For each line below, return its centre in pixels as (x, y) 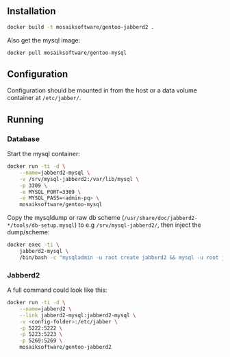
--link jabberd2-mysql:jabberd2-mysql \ (78, 315)
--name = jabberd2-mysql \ (55, 173)
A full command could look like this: (57, 290)
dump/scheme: (28, 232)
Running (26, 119)
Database (23, 138)
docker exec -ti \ (33, 245)
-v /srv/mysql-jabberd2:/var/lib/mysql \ (79, 179)
